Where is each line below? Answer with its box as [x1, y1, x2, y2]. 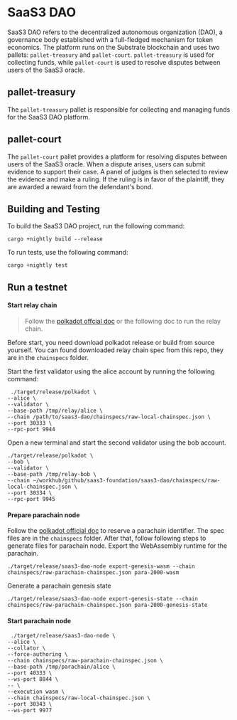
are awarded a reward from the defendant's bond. [7, 182, 154, 191]
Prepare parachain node [7, 510, 80, 519]
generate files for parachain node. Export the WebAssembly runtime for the [7, 541, 228, 550]
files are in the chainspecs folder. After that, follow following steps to [7, 534, 206, 543]
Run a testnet [7, 281, 67, 293]
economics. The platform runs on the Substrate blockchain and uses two [7, 43, 220, 51]
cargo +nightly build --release [7, 235, 103, 243]
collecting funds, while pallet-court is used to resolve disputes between [7, 58, 221, 66]
